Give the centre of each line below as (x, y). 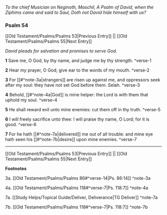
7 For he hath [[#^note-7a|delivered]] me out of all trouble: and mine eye (79, 134)
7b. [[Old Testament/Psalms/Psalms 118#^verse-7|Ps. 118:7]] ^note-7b (77, 207)
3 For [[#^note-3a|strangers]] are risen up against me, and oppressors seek (83, 80)
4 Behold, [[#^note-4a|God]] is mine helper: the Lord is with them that (77, 95)
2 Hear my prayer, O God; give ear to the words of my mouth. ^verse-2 (78, 70)
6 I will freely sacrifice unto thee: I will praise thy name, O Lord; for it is (77, 119)
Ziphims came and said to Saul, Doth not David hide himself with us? (76, 12)
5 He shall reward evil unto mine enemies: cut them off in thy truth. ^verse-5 (83, 110)
